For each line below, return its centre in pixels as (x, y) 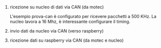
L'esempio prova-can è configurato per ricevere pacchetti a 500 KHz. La (83, 16)
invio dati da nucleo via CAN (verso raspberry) (57, 31)
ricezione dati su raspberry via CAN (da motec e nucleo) (67, 40)
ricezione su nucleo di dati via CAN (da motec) (57, 7)
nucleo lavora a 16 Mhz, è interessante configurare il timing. (70, 22)
